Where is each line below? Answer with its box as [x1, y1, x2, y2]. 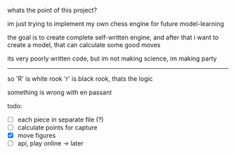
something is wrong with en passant [7, 88, 112, 96]
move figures [17, 131, 56, 140]
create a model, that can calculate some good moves [7, 41, 161, 49]
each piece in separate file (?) [17, 115, 104, 124]
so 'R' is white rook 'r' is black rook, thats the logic [7, 75, 153, 83]
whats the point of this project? [7, 6, 97, 14]
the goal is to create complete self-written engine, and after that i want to [7, 33, 219, 41]
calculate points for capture [17, 123, 98, 132]
